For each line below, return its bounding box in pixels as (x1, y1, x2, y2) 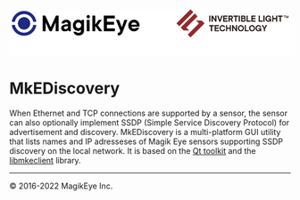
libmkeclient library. (9, 155, 82, 165)
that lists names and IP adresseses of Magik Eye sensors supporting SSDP (9, 136, 284, 147)
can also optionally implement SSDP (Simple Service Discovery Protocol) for (9, 116, 290, 128)
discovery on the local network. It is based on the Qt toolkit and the (9, 145, 256, 156)
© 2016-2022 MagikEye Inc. (9, 180, 113, 191)
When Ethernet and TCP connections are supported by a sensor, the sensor (9, 108, 288, 118)
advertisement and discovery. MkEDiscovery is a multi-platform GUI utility (9, 126, 281, 137)
